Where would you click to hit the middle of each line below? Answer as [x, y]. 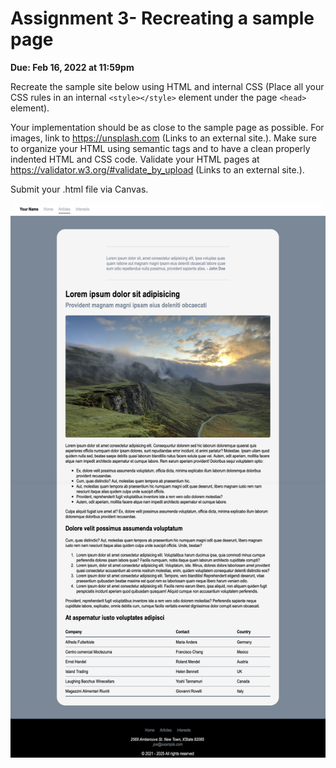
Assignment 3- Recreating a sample [162, 18]
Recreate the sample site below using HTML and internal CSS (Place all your [167, 86]
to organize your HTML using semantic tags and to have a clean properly [160, 148]
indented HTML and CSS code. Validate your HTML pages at [135, 159]
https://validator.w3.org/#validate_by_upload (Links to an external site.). [157, 169]
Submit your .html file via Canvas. [79, 189]
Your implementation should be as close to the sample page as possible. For [167, 127]
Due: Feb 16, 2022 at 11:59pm [72, 67]
